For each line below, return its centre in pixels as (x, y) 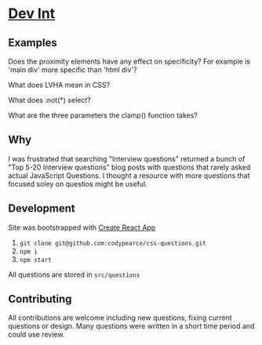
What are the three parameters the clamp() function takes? (103, 115)
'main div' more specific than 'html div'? (73, 70)
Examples (33, 43)
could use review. (36, 335)
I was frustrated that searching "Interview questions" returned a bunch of (127, 158)
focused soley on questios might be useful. (78, 183)
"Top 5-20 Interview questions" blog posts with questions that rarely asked (129, 167)
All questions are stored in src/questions (74, 274)
